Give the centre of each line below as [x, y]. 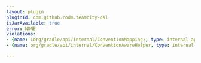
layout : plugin [25, 12]
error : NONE [21, 28]
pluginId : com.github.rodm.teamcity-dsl [57, 17]
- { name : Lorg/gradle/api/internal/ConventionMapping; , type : [85, 40]
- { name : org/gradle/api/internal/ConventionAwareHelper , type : [88, 46]
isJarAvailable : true [33, 23]
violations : [21, 34]
